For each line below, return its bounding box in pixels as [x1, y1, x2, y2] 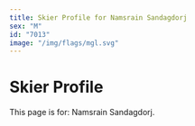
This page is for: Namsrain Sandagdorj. [9, 107, 155, 118]
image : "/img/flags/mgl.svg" [9, 38, 119, 48]
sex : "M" [9, 22, 42, 31]
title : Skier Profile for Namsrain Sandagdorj [9, 13, 188, 22]
